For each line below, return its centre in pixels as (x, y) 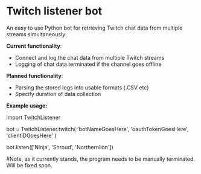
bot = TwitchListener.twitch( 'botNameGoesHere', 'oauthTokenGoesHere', (97, 129)
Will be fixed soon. (29, 165)
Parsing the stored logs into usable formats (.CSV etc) (82, 87)
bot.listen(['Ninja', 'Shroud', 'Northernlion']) (60, 147)
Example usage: (27, 105)
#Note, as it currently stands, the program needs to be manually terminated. (101, 159)
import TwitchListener (33, 117)
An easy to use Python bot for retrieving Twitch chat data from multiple (94, 28)
